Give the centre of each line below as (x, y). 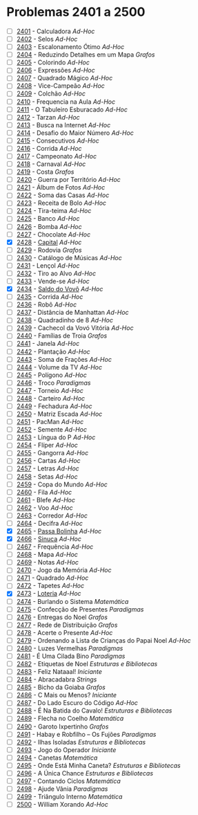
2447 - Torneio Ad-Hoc (50, 390)
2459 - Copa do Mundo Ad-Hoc (62, 484)
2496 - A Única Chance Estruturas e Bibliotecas (85, 773)
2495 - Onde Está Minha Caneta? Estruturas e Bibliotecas (98, 765)
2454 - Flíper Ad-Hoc (47, 445)
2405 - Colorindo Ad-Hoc (53, 62)
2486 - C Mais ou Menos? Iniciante (67, 695)
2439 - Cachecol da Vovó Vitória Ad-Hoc (75, 328)
